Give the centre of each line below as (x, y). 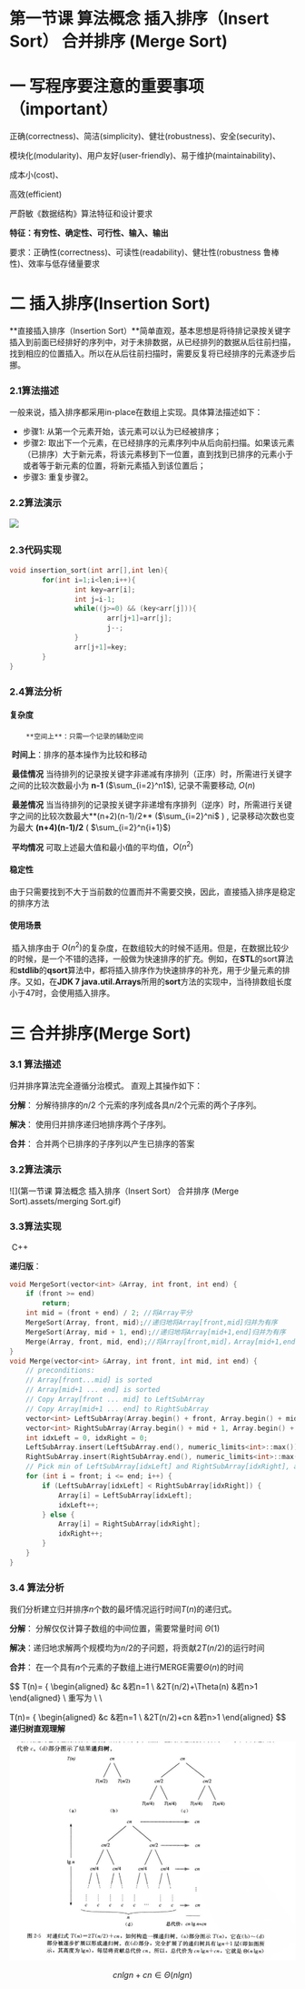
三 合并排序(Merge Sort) (100, 1033)
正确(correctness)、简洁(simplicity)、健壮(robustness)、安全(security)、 (145, 137)
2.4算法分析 (36, 691)
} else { (59, 1515)
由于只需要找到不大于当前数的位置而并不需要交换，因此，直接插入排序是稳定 (152, 891)
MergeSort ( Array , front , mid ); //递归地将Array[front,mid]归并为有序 (152, 1323)
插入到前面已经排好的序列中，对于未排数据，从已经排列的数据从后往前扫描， (152, 342)
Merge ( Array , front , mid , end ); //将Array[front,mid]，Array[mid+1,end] (162, 1342)
